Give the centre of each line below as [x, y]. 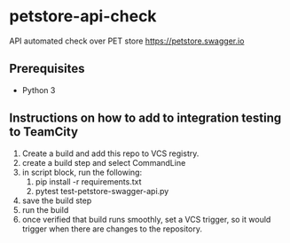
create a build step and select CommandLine [104, 162]
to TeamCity [43, 132]
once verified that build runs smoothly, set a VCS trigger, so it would [146, 219]
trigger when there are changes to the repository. [112, 229]
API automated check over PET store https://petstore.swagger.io [127, 41]
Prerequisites [47, 69]
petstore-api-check [83, 16]
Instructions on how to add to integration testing [145, 118]
